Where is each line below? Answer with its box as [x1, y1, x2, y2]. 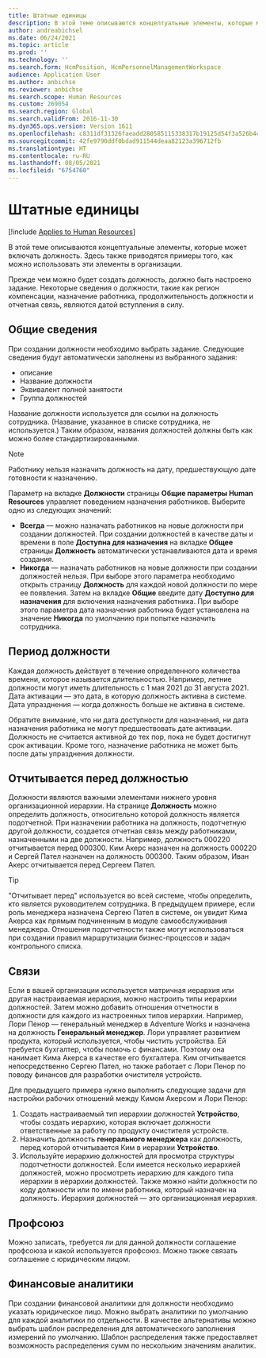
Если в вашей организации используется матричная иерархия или [8, 986, 235, 995]
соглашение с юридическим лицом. [8, 1255, 131, 1264]
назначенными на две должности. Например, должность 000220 [8, 835, 231, 844]
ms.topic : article [8, 41, 69, 49]
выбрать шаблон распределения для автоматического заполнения [8, 1323, 236, 1333]
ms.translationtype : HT [8, 144, 87, 152]
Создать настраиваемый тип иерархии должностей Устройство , [19, 1109, 240, 1119]
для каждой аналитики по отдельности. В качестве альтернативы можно [8, 1315, 256, 1325]
